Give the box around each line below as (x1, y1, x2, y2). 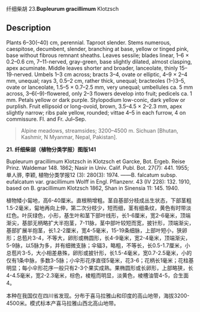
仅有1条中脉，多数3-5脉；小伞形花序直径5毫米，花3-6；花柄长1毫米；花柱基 (6, 257, 194, 264)
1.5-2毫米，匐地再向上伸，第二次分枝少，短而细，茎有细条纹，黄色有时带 (6, 204, 187, 211)
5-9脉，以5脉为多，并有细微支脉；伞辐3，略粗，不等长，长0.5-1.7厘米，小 (6, 242, 190, 249)
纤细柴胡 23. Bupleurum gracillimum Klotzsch (6, 5, 119, 12)
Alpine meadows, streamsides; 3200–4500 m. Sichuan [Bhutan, (20, 127, 178, 134)
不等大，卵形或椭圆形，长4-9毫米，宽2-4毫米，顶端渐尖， (47, 234, 191, 241)
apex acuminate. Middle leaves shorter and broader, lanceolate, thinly (6, 64, 178, 71)
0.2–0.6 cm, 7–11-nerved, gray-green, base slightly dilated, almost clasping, (6, 58, 193, 65)
